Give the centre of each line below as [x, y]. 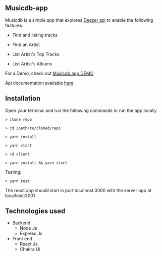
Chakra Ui [30, 249]
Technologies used [35, 211]
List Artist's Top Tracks [36, 54]
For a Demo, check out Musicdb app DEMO [49, 73]
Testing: [13, 172]
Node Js [28, 228]
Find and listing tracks [35, 35]
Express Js [31, 233]
